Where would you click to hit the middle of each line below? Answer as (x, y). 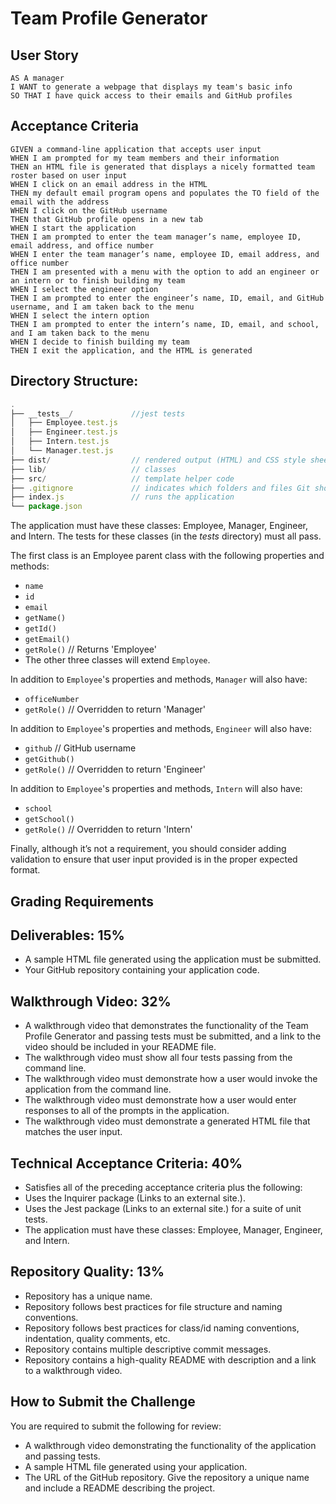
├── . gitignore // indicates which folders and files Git (160, 488)
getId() (40, 629)
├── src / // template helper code (122, 478)
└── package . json (46, 507)
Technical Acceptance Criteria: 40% (126, 1163)
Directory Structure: (74, 381)
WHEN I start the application (73, 228)
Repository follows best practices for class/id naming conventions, (162, 1328)
